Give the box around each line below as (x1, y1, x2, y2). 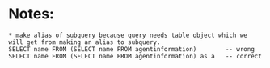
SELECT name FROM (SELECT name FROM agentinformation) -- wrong (8, 45, 255, 53)
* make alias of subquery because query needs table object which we (8, 31, 248, 39)
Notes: (8, 5, 55, 23)
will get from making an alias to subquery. (8, 38, 161, 46)
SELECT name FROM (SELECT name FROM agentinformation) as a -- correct (8, 52, 263, 60)
